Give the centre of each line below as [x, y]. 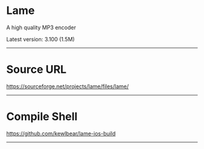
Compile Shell [42, 117]
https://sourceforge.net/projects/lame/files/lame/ [68, 86]
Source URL [36, 70]
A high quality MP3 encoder [41, 27]
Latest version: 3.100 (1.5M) [40, 39]
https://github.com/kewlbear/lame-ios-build [61, 133]
